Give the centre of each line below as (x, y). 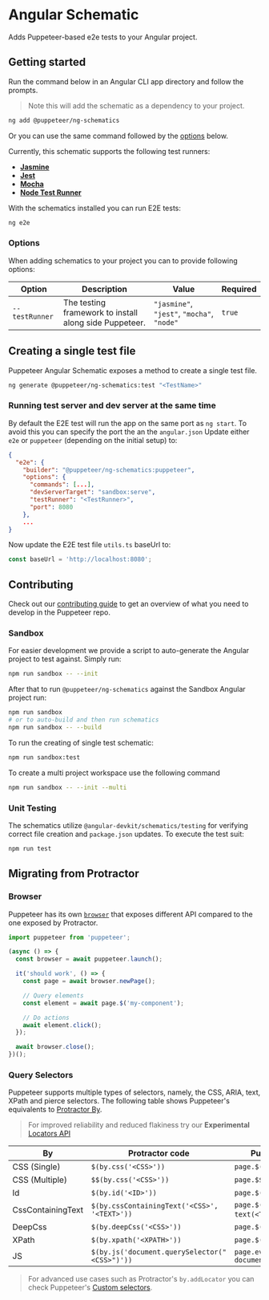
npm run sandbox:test (44, 757)
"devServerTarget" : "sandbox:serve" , (92, 492)
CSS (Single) (36, 1167)
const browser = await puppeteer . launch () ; (89, 959)
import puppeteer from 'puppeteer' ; (69, 937)
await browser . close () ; (55, 1047)
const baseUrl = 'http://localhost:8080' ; (80, 559)
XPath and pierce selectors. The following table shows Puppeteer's (119, 1101)
